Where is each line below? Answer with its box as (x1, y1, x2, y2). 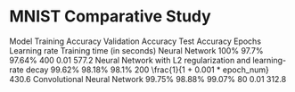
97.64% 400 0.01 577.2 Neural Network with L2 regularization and (9, 54, 251, 65)
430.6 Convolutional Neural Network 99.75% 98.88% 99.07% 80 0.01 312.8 (9, 73, 287, 84)
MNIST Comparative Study (9, 6, 211, 27)
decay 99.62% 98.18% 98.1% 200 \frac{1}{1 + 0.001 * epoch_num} (25, 64, 270, 75)
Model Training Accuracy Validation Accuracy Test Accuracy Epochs (9, 36, 261, 46)
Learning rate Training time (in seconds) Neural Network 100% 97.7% (9, 45, 264, 55)
